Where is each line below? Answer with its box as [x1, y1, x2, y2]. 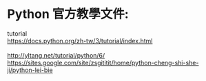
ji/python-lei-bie [7, 66, 53, 74]
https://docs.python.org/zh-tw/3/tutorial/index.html [7, 36, 153, 45]
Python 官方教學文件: [7, 6, 129, 22]
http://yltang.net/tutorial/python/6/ [7, 51, 105, 59]
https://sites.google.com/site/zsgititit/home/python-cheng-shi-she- [7, 58, 199, 67]
